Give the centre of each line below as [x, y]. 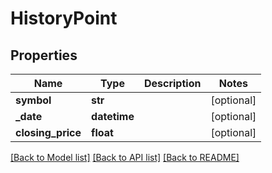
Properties [44, 55]
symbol [33, 100]
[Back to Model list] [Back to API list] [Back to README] [125, 157]
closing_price [48, 132]
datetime [113, 116]
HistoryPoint [64, 18]
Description [172, 83]
